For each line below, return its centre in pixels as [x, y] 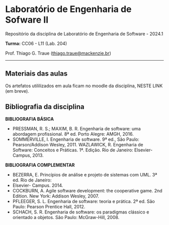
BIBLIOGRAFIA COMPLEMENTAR [40, 165]
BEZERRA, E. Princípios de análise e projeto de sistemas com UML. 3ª [85, 174]
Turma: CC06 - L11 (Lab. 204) [36, 43]
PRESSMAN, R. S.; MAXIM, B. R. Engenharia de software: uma [76, 128]
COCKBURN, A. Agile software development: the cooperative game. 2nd [87, 190]
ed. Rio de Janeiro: [32, 180]
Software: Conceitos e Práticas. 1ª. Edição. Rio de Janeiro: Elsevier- [82, 150]
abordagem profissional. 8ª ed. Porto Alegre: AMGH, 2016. [73, 134]
